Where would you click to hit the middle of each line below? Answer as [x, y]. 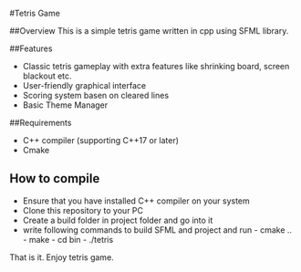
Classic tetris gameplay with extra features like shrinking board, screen [156, 66]
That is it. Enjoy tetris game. [62, 257]
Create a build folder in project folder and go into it [118, 220]
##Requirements [41, 123]
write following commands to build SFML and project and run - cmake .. [157, 230]
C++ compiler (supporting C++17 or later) [101, 140]
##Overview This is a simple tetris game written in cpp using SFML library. [149, 31]
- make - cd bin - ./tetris [68, 239]
